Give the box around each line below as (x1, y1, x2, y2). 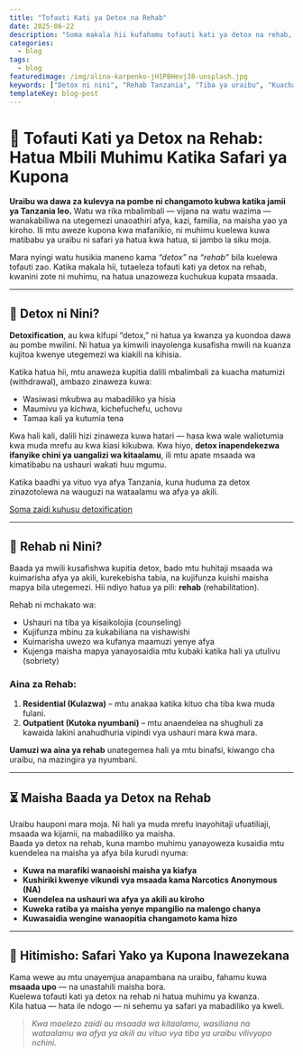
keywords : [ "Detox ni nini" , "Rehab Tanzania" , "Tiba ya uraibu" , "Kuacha (9, 80, 297, 90)
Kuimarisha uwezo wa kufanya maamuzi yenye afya (22, 636, 215, 647)
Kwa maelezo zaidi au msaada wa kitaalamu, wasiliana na (31, 1018, 251, 1029)
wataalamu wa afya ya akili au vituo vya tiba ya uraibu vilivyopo (31, 1027, 272, 1038)
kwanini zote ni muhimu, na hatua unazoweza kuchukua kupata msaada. (9, 271, 278, 282)
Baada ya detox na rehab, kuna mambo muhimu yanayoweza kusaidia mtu (9, 838, 285, 849)
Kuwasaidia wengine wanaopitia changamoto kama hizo (22, 913, 238, 924)
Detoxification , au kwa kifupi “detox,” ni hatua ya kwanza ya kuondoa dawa (9, 330, 291, 341)
